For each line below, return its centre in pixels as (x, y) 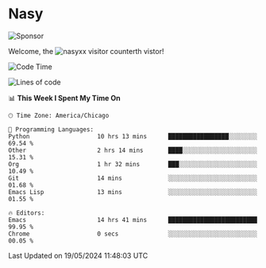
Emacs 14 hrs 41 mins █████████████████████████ (133, 219)
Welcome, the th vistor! (86, 51)
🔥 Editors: (27, 213)
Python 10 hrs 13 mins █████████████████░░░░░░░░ (133, 136)
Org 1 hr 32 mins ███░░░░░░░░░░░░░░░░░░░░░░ (133, 164)
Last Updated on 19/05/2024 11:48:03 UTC (78, 255)
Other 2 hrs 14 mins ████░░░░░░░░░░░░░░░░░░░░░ (133, 150)
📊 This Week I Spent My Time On (64, 98)
